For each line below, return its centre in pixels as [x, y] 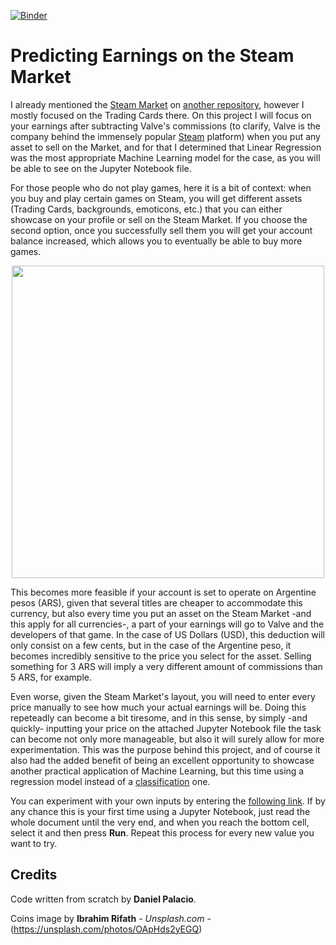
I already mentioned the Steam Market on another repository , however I [157, 104]
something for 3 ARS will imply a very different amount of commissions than [166, 666]
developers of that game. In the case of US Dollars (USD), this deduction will [167, 634]
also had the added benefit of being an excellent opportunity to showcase [162, 760]
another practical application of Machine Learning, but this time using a [157, 771]
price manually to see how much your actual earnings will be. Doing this [158, 707]
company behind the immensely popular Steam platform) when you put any [165, 136]
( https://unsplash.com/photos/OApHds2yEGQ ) [106, 929]
